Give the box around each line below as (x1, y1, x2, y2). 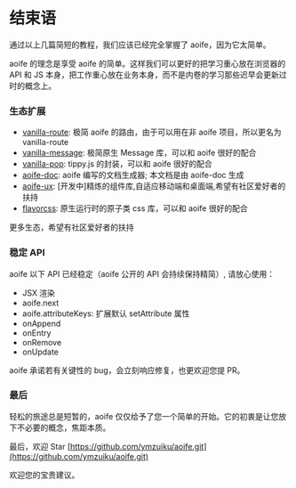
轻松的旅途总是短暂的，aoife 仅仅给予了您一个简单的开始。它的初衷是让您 (9, 411, 279, 421)
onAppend (21, 318, 61, 329)
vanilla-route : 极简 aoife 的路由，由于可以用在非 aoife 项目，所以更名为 (21, 126, 282, 138)
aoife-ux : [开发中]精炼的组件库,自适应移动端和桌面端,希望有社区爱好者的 (21, 181, 286, 191)
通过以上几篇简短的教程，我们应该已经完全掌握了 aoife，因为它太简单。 (9, 39, 271, 50)
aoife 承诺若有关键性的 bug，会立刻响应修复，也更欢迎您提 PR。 (9, 364, 245, 375)
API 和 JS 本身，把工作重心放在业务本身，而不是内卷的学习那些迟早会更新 (9, 69, 280, 80)
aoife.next (21, 297, 60, 308)
